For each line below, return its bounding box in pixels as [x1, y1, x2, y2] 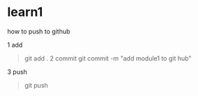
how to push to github [7, 27, 71, 35]
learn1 [7, 4, 43, 20]
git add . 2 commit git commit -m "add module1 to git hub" [24, 54, 192, 63]
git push [24, 81, 48, 89]
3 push [7, 67, 28, 76]
